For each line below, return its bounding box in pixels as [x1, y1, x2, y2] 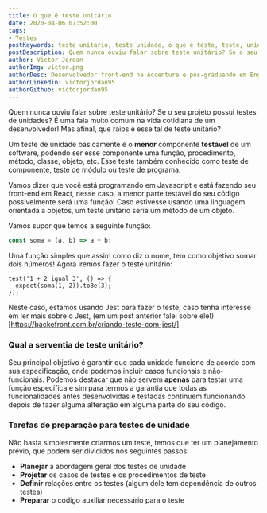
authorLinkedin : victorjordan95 [8, 78, 115, 86]
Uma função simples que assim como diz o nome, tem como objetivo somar [8, 251, 257, 261]
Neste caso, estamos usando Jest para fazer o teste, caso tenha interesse [8, 303, 252, 313]
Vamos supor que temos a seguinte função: [8, 221, 151, 231]
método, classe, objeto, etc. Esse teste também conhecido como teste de [8, 157, 249, 166]
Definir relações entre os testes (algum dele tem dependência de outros [19, 478, 257, 488]
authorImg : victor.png [8, 64, 83, 72]
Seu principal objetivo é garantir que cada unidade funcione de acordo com [8, 357, 256, 367]
